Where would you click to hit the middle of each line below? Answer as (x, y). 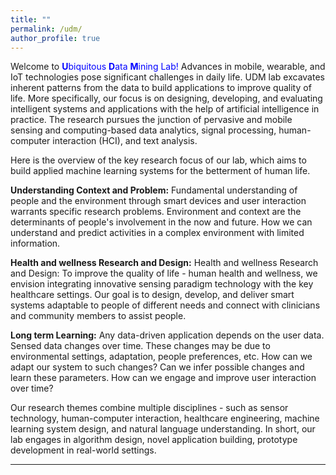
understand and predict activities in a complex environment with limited (157, 233)
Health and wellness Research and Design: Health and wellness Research (164, 263)
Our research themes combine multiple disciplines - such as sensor (149, 408)
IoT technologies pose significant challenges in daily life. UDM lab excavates (167, 77)
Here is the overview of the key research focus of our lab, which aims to (158, 160)
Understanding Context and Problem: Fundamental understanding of (154, 190)
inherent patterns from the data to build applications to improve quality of (161, 88)
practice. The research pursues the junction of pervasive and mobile (151, 120)
